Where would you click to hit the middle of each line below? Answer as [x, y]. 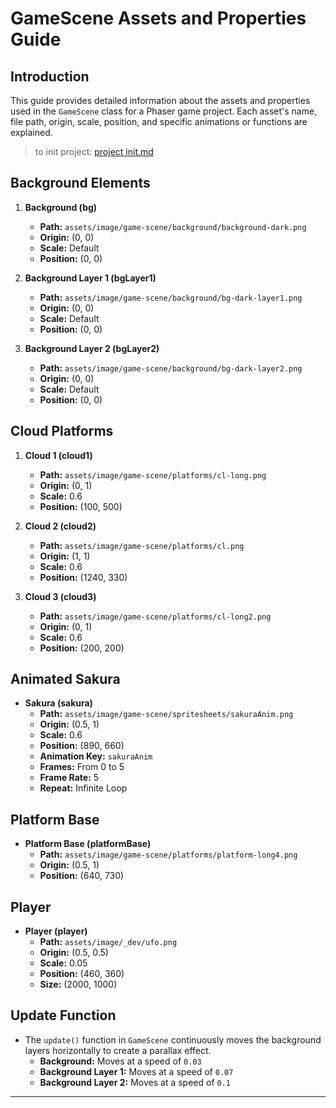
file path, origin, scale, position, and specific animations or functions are [159, 121]
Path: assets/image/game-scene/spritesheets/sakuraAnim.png [166, 714]
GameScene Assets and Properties [158, 18]
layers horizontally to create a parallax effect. [118, 1050]
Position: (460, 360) [82, 974]
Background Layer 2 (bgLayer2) [92, 348]
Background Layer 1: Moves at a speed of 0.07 [136, 1071]
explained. [31, 132]
